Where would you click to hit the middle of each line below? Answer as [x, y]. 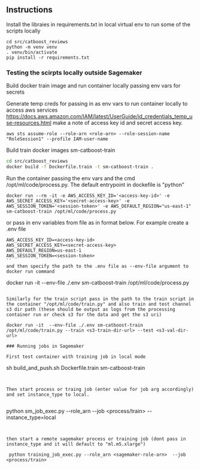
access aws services [32, 110]
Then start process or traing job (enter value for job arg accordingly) [100, 389]
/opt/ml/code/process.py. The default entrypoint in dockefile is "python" [95, 184]
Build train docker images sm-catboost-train [61, 150]
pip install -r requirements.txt [48, 57]
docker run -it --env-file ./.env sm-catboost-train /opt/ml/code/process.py [98, 282]
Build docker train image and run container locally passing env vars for [93, 86]
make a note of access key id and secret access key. [118, 123]
